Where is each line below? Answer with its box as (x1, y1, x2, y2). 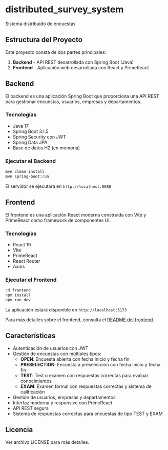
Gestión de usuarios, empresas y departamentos (12, 394, 116, 400)
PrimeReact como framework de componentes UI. (5, 217, 111, 223)
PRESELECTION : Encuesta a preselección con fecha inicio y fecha (20, 361, 161, 367)
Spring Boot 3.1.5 (12, 128, 49, 134)
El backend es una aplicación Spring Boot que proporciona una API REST (5, 93, 160, 99)
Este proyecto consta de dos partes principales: (5, 49, 107, 55)
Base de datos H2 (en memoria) (12, 145, 80, 151)
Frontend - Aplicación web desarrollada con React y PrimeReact (12, 64, 149, 70)
